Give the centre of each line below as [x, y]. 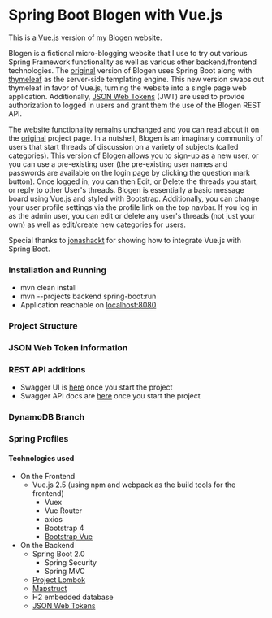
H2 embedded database [73, 597]
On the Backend [47, 546]
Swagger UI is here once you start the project [96, 387]
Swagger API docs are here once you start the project [110, 396]
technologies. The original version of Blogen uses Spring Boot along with [130, 70]
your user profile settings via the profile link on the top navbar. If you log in [133, 207]
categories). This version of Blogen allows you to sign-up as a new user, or [134, 155]
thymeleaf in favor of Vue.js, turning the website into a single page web [128, 88]
